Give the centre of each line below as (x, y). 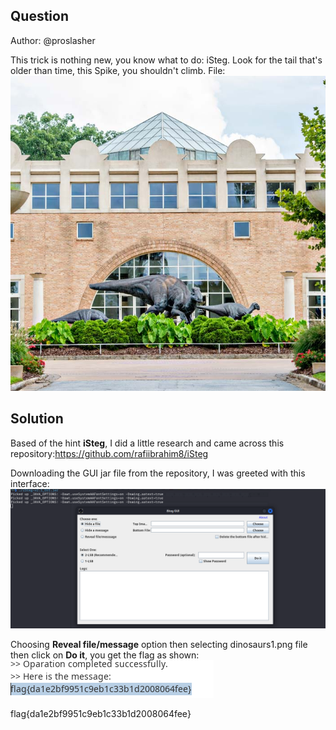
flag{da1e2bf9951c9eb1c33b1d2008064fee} (101, 714)
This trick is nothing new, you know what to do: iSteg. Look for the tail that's (166, 60)
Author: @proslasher (53, 40)
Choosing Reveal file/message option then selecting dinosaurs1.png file (159, 645)
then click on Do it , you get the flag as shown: (105, 655)
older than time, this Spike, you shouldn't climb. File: (118, 70)
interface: (30, 483)
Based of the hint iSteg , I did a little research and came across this (147, 443)
